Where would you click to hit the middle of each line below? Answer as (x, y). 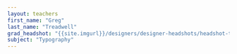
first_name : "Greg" (36, 20)
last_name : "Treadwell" (42, 27)
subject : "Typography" (41, 40)
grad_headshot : (30, 33)
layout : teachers (33, 14)
